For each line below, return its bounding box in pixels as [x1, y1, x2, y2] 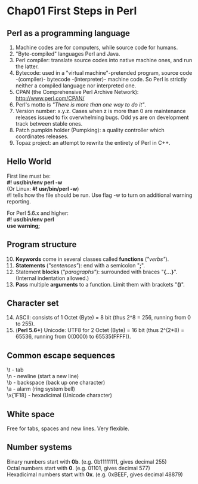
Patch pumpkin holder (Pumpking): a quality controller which [15, 127, 165, 133]
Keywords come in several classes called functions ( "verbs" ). [15, 255, 169, 263]
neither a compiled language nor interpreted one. [15, 82, 137, 89]
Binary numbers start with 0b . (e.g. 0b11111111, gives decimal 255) [7, 458, 167, 465]
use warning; [7, 222, 41, 229]
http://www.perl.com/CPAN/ [15, 95, 85, 102]
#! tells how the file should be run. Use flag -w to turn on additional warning [7, 191, 193, 199]
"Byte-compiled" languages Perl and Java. [15, 50, 120, 57]
